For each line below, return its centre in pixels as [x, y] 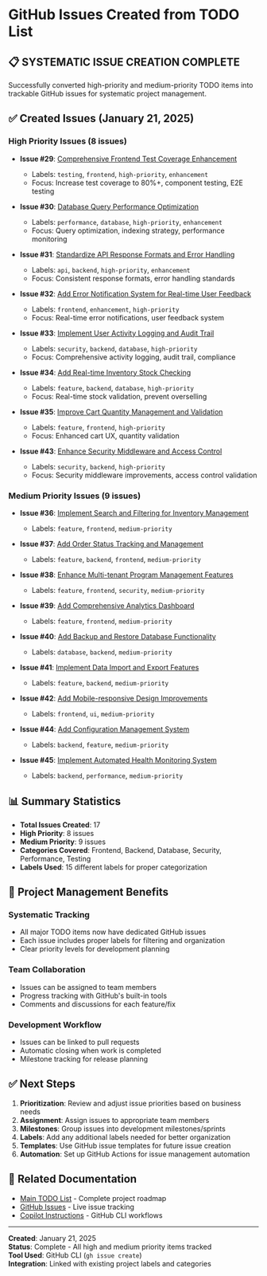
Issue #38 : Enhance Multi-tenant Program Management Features [126, 575]
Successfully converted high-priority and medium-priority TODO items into [131, 85]
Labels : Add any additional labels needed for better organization [125, 1137]
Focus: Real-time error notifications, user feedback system [128, 317]
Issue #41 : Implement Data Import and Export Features [109, 667]
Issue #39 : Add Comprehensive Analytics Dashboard [107, 605]
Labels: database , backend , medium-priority [102, 652]
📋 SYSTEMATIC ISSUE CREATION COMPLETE [124, 62]
